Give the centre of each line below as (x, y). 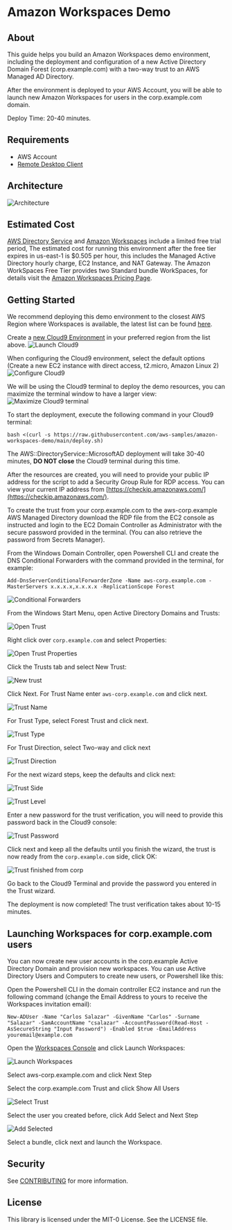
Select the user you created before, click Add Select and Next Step (103, 1115)
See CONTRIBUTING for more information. (68, 1181)
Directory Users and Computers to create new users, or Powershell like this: (115, 976)
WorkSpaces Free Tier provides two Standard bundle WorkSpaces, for (108, 271)
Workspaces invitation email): (50, 1004)
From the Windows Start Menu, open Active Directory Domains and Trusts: (114, 613)
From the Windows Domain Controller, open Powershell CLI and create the (113, 554)
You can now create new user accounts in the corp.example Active (103, 961)
